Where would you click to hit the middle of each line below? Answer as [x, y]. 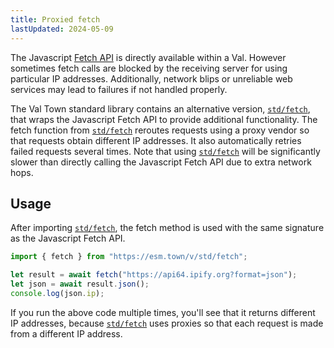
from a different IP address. [66, 333]
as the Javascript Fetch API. [68, 238]
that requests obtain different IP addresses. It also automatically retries [156, 140]
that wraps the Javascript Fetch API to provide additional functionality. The [164, 119]
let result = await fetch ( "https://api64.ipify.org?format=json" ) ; [154, 275]
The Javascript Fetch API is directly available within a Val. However [148, 57]
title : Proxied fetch [55, 19]
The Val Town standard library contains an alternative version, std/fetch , [160, 108]
